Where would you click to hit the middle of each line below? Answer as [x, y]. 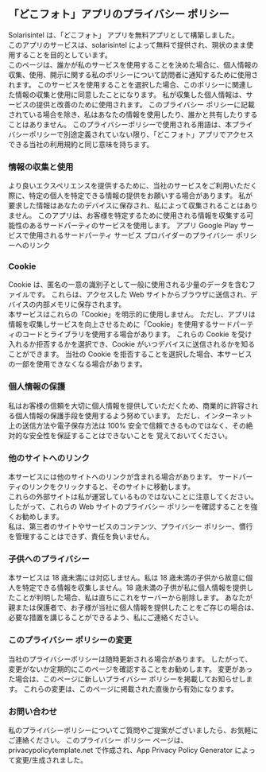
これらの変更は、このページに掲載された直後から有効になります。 [131, 689]
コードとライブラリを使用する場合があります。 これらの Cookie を [130, 334]
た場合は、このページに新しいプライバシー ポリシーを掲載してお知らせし [127, 679]
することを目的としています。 [64, 55]
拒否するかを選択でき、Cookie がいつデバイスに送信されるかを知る [145, 344]
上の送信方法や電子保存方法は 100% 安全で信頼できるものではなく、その [127, 425]
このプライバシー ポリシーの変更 [70, 640]
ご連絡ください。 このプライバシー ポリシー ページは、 [98, 740]
